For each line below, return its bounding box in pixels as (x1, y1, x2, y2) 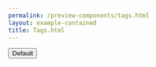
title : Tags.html (8, 26, 65, 34)
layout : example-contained (8, 19, 97, 27)
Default (12, 49, 34, 58)
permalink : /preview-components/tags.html (8, 11, 150, 20)
